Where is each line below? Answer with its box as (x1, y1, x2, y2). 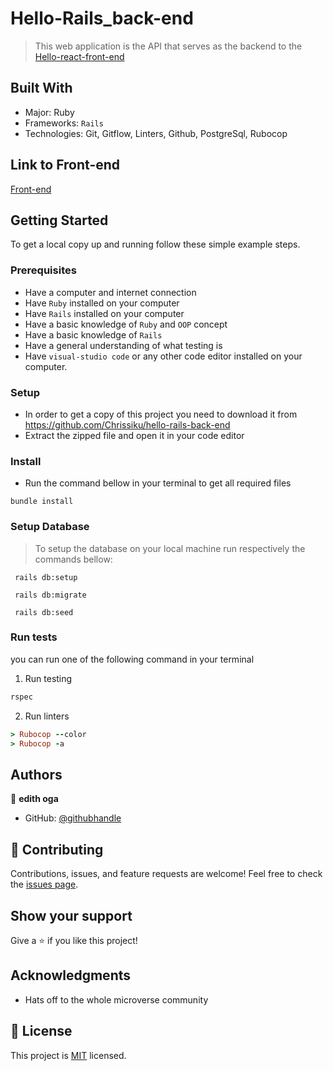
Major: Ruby (24, 106, 75, 118)
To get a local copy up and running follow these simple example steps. (10, 238, 301, 251)
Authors (10, 766, 63, 783)
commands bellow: (34, 553, 113, 565)
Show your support (10, 907, 133, 924)
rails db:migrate (14, 590, 87, 600)
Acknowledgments (10, 967, 132, 984)
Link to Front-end (10, 157, 121, 174)
